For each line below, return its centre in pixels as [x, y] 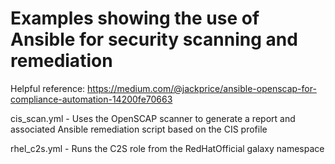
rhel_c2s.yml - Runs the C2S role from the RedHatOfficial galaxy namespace [167, 148]
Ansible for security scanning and [154, 39]
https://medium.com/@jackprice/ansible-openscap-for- [202, 88]
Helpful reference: [48, 88]
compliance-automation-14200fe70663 [91, 99]
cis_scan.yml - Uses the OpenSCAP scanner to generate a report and [153, 118]
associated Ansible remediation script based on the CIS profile [139, 129]
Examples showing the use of [135, 18]
